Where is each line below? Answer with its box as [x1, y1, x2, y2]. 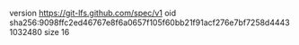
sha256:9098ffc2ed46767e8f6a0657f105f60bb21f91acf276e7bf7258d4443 [9, 17, 290, 28]
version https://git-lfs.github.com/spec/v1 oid [9, 8, 177, 18]
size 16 [43, 27, 70, 37]
